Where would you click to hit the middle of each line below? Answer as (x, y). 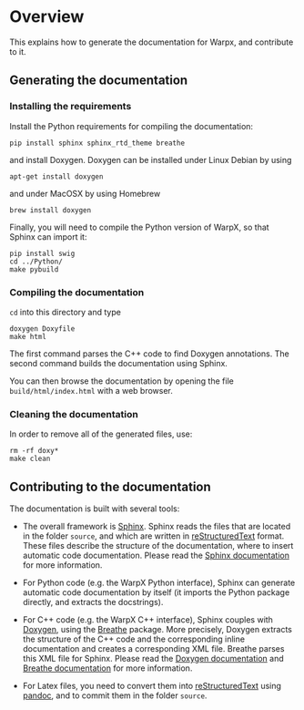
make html (28, 336)
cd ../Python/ (36, 262)
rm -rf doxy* (34, 451)
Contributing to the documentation (110, 486)
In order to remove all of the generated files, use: (101, 434)
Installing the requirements (71, 107)
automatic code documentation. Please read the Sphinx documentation (156, 556)
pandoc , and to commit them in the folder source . (115, 695)
